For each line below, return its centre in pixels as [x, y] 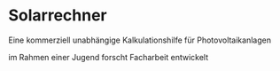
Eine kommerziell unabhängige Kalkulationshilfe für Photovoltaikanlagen [140, 40]
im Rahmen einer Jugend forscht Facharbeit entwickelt [109, 57]
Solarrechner [58, 16]
